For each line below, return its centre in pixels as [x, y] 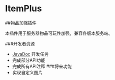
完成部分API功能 [29, 60]
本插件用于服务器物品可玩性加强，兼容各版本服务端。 [59, 33]
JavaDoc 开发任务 [30, 54]
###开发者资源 [20, 43]
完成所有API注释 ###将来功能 [42, 66]
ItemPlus [24, 9]
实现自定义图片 [27, 72]
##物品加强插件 [21, 23]
